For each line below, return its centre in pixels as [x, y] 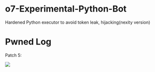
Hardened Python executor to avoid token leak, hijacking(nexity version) [78, 22]
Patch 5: [13, 55]
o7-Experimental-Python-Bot [66, 9]
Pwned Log [28, 42]
